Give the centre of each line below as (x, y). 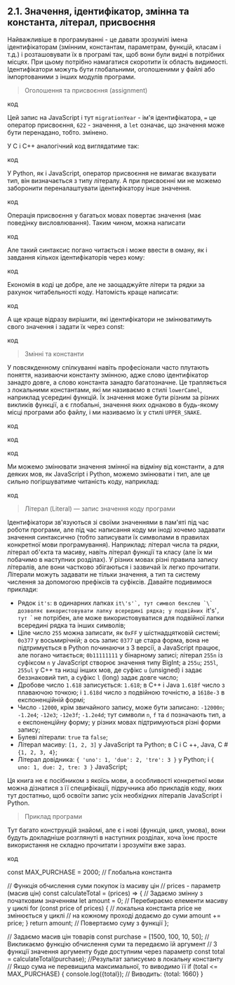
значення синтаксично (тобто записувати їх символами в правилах (108, 537)
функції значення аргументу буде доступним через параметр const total (116, 951)
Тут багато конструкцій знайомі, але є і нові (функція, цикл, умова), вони (116, 830)
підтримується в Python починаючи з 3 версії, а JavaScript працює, (119, 648)
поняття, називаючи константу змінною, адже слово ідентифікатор (108, 375)
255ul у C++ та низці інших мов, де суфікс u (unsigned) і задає (110, 670)
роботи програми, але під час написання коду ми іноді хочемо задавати (116, 530)
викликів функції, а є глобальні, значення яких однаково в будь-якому (113, 404)
